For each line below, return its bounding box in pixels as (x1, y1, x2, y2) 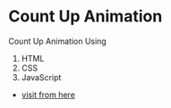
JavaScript (21, 71, 62, 82)
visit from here (21, 89, 75, 100)
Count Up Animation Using (8, 36, 107, 46)
